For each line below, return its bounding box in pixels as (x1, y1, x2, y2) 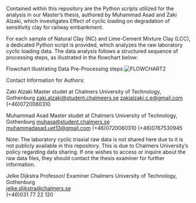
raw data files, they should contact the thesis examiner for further (6, 155, 165, 161)
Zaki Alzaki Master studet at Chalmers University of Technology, (6, 88, 161, 95)
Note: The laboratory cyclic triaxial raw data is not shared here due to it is (6, 136, 184, 143)
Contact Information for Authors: (6, 76, 85, 84)
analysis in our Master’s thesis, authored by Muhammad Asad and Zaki (6, 11, 177, 18)
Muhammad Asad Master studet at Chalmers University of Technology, (6, 112, 178, 119)
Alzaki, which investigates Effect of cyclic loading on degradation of (6, 18, 170, 24)
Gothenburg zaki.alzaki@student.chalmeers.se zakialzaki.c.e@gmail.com (6, 94, 183, 101)
